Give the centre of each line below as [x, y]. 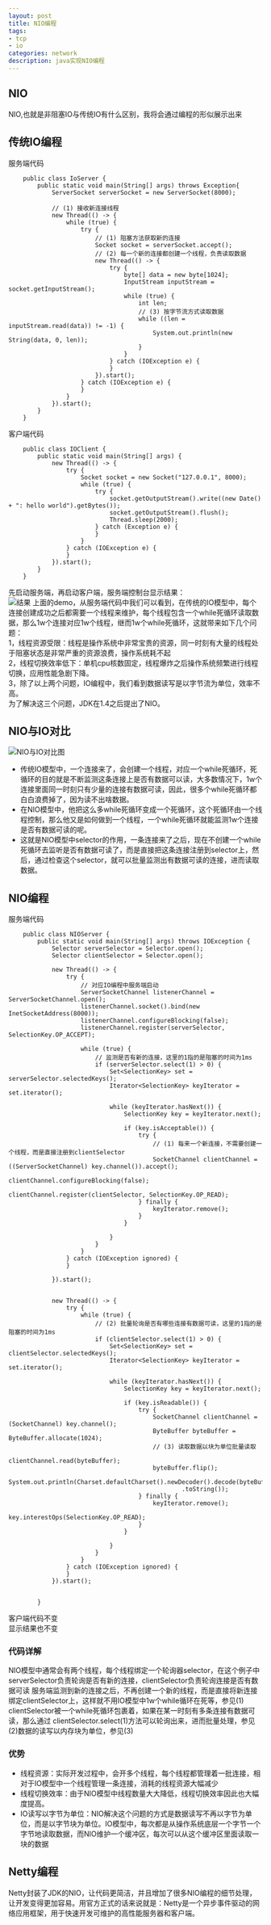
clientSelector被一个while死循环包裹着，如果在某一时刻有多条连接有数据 [128, 1711]
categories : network [43, 53]
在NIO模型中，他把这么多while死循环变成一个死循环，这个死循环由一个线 [141, 809]
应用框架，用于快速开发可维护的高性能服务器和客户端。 [107, 1913]
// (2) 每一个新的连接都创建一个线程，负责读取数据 [171, 254]
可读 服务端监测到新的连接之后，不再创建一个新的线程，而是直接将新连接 [136, 1691]
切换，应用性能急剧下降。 [51, 673]
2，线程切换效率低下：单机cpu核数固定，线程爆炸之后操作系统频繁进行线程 [133, 662]
